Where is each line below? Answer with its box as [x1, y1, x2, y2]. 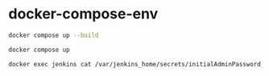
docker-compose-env [8, 5, 159, 23]
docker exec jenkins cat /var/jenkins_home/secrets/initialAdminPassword [8, 60, 262, 68]
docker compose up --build [8, 31, 99, 39]
